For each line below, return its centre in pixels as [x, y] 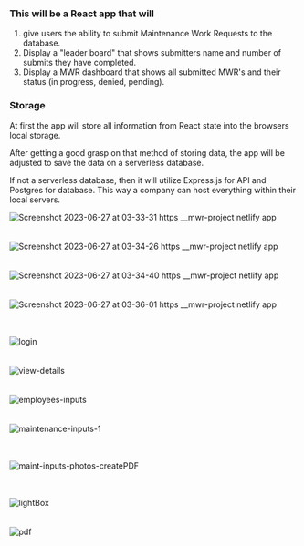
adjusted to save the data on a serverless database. [107, 162]
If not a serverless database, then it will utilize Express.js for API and [138, 180]
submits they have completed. [79, 63]
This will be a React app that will [82, 14]
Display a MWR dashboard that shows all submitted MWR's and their [152, 72]
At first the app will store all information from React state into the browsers [149, 125]
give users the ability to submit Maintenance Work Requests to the [147, 34]
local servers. [35, 200]
